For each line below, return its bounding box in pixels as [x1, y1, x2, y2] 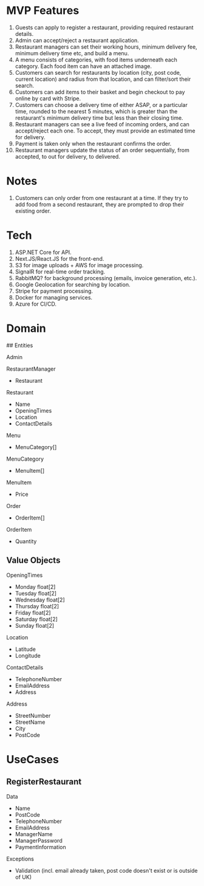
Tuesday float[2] [15, 589, 56, 597]
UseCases [6, 752, 59, 766]
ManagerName [15, 830, 53, 837]
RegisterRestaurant [6, 777, 82, 787]
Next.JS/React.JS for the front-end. [15, 255, 104, 262]
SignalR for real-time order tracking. [15, 268, 106, 275]
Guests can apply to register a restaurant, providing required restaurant [15, 24, 194, 31]
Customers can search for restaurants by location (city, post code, [15, 69, 182, 76]
